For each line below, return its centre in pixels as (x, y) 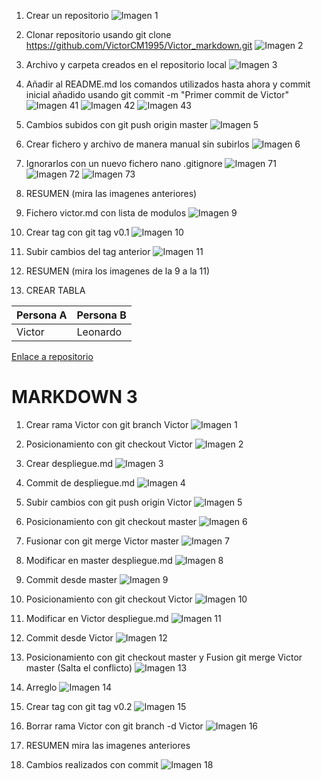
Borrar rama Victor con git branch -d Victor (114, 726)
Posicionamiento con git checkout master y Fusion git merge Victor (164, 657)
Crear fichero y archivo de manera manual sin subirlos (137, 144)
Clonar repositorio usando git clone (98, 34)
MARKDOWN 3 (74, 397)
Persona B (101, 315)
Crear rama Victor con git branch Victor (107, 424)
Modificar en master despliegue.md (99, 560)
